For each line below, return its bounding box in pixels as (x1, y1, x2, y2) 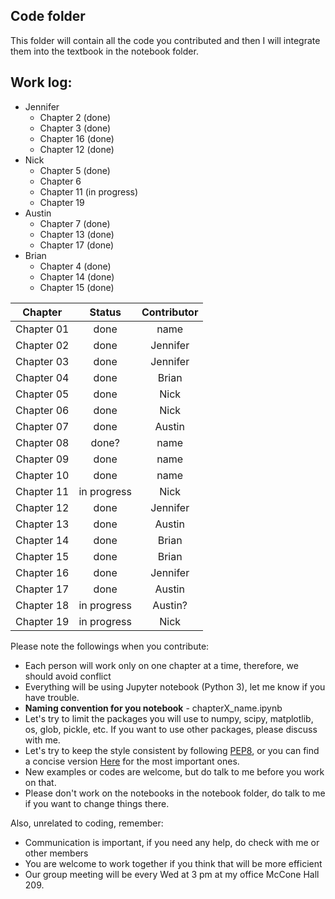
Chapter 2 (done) (39, 111, 112, 123)
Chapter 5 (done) (39, 164, 111, 176)
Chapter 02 (15, 338, 70, 352)
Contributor (141, 305, 199, 319)
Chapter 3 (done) (39, 122, 112, 134)
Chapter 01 (15, 322, 70, 336)
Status (89, 305, 122, 319)
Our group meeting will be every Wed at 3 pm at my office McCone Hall (24, 868, 320, 880)
